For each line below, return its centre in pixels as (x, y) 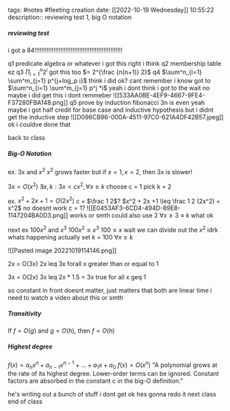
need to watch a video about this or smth (66, 298)
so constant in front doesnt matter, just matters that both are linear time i (110, 290)
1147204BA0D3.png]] (38, 215)
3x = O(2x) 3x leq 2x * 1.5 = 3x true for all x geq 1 (77, 277)
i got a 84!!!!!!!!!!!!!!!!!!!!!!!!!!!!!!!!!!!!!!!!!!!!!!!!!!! (65, 50)
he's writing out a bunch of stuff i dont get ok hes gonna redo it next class (112, 395)
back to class (26, 138)
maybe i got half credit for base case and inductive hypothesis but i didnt (111, 110)
